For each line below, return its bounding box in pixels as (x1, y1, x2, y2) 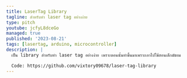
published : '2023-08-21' (6, 36, 67, 42)
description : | (6, 47, 44, 53)
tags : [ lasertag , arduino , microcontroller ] (6, 42, 117, 48)
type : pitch (6, 19, 35, 25)
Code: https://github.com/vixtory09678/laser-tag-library (11, 63, 157, 69)
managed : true (6, 30, 41, 36)
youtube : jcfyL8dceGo (6, 25, 59, 31)
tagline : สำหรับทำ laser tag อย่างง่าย (6, 14, 88, 20)
